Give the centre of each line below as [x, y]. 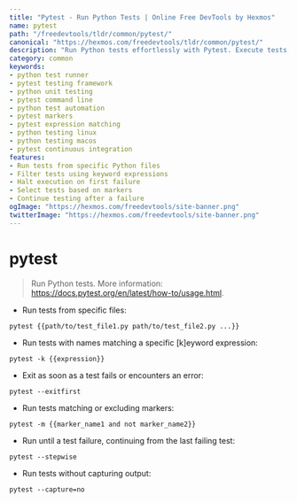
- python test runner [49, 75]
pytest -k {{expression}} [57, 359]
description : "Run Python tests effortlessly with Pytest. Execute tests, [150, 50]
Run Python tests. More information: [97, 283]
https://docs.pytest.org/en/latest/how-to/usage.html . [127, 292]
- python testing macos [53, 141]
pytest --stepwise [43, 457]
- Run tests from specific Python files [85, 166]
